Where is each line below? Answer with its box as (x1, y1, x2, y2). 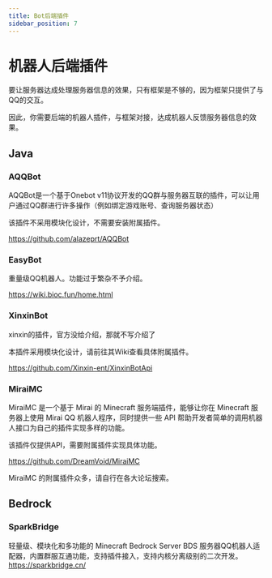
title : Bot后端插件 (8, 11, 70, 20)
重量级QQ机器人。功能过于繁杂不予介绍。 (8, 273, 147, 284)
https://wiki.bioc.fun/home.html (8, 289, 113, 300)
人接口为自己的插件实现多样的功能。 (8, 423, 130, 433)
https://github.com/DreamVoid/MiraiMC (8, 456, 140, 466)
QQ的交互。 (8, 95, 49, 105)
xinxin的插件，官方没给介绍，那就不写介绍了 (8, 329, 156, 339)
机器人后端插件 (8, 57, 108, 75)
